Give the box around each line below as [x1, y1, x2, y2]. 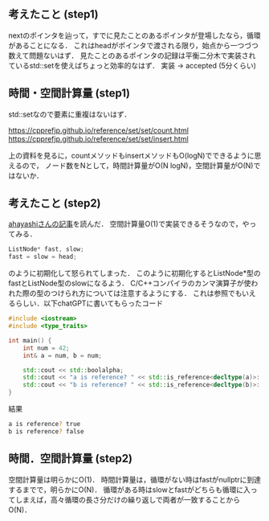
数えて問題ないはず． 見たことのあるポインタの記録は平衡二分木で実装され [8, 51, 256, 60]
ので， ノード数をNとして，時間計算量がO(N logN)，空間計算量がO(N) [22, 160, 254, 170]
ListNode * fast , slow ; [8, 245, 84, 253]
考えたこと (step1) [8, 7, 99, 22]
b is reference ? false [8, 427, 84, 436]
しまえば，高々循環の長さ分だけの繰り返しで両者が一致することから [14, 494, 241, 504]
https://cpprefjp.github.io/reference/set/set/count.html [8, 125, 189, 135]
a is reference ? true [8, 420, 81, 429]
